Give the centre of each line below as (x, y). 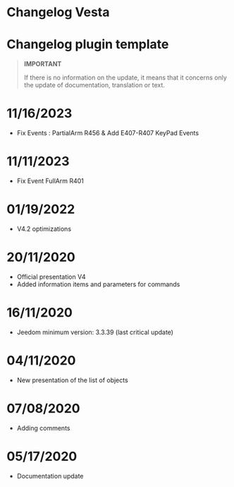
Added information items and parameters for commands (98, 284)
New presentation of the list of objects (72, 380)
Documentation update (50, 476)
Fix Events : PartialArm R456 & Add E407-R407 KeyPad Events (107, 133)
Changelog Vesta (58, 12)
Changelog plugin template (88, 45)
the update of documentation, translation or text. (94, 85)
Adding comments (43, 428)
